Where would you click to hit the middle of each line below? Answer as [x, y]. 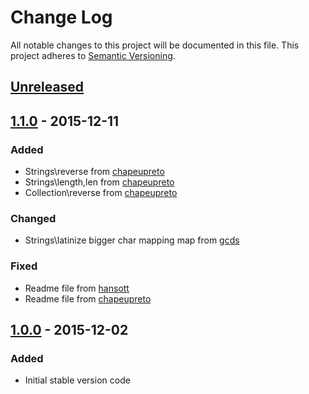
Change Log [61, 17]
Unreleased [47, 87]
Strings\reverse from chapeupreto [94, 172]
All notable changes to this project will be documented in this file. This [155, 45]
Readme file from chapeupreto [88, 298]
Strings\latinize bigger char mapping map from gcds [132, 240]
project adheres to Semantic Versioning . [93, 55]
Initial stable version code [77, 380]
